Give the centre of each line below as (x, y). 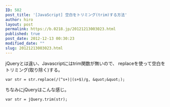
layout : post (19, 24)
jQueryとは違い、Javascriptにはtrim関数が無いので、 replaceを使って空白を (86, 63)
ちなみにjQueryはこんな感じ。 (37, 90)
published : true (23, 34)
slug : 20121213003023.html (34, 48)
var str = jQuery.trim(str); (36, 99)
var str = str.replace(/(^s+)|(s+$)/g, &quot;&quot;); (65, 79)
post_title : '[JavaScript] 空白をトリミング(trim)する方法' (66, 15)
